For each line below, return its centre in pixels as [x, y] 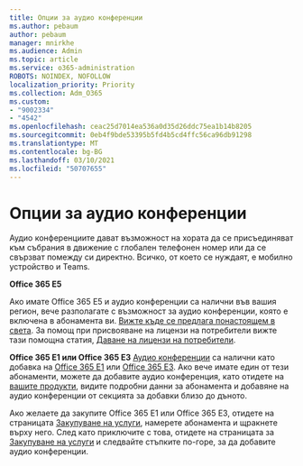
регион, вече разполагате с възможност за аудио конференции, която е [149, 311]
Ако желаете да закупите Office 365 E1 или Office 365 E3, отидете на [142, 413]
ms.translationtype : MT [54, 143]
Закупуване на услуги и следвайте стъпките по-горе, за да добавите [143, 442]
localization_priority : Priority [72, 85]
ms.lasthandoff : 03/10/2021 [62, 160]
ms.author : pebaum [44, 26]
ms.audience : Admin [46, 51]
